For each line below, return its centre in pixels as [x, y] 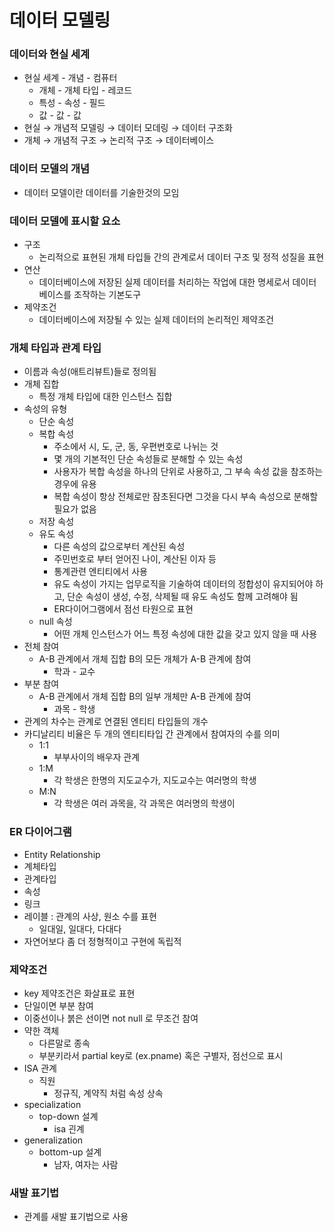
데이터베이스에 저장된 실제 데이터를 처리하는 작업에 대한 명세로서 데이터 [177, 282]
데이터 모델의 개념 [50, 169]
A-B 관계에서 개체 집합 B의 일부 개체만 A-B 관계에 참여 [145, 697]
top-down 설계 [68, 1116]
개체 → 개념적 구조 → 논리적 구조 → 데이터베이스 [119, 140]
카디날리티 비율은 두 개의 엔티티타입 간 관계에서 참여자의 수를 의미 [152, 734]
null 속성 [55, 622]
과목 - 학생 [74, 709]
